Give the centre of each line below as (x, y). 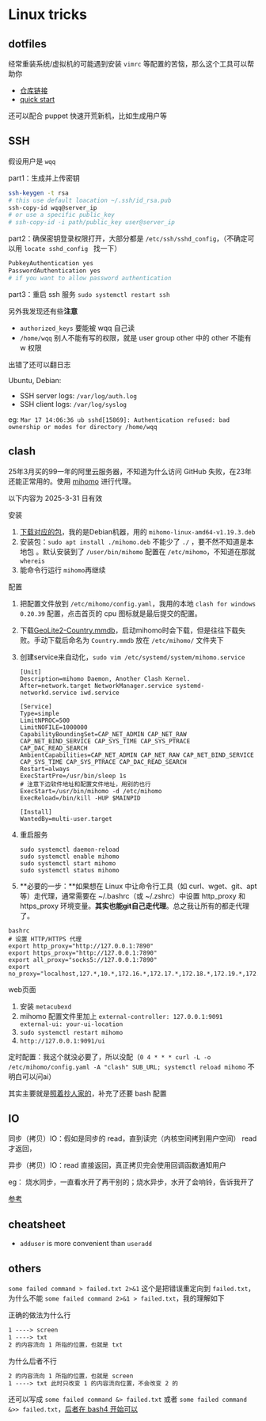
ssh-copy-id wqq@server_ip (53, 207)
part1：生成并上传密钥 (44, 178)
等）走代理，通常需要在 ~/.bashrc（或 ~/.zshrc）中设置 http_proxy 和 (132, 895)
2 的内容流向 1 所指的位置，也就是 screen (71, 1376)
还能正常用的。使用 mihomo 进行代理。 (72, 481)
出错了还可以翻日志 (40, 364)
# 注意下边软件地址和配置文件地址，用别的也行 (85, 784)
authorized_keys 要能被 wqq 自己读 (77, 328)
